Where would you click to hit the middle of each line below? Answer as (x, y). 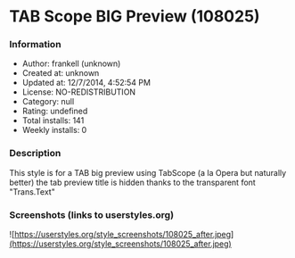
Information (35, 45)
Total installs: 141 (53, 121)
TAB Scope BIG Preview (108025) (135, 17)
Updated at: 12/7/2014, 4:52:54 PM (86, 83)
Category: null (48, 102)
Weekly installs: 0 (54, 130)
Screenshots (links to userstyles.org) (92, 214)
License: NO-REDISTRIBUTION (79, 92)
